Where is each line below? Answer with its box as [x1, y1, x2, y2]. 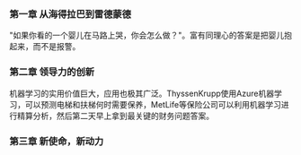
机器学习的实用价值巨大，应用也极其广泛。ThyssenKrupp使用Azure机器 [9, 88, 275, 99]
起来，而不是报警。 [9, 41, 81, 52]
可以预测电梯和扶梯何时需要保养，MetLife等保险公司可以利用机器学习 [24, 99, 281, 109]
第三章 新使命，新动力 [9, 134, 104, 147]
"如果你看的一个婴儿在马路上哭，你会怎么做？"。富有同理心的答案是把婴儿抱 [9, 30, 293, 41]
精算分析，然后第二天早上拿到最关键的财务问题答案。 [16, 110, 214, 121]
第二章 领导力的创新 [9, 65, 95, 78]
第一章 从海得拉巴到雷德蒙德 [9, 7, 132, 20]
